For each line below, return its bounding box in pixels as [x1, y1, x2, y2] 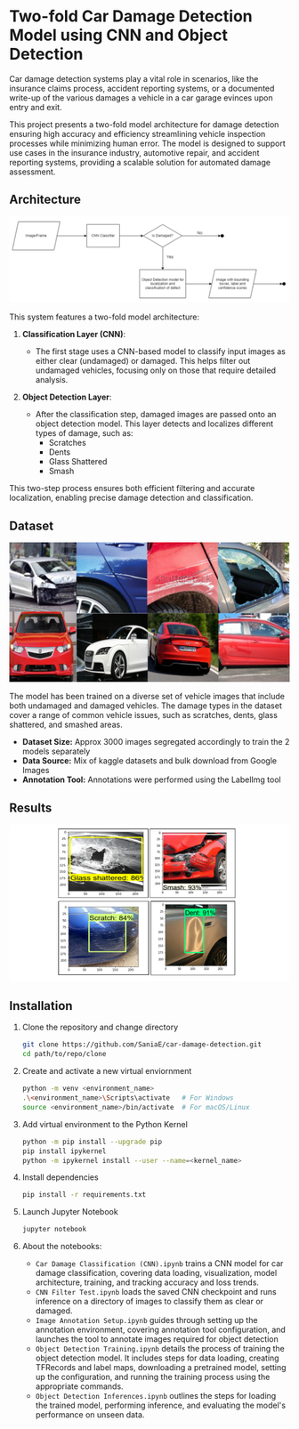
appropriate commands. [35, 1381, 124, 1392]
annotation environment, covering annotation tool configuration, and [35, 1324, 287, 1336]
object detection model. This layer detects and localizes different [35, 418, 274, 429]
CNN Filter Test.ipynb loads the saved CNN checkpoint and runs [35, 1287, 278, 1297]
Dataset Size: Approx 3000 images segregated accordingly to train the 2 [21, 737, 290, 747]
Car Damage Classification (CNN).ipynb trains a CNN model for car [35, 1258, 284, 1269]
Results [9, 800, 53, 815]
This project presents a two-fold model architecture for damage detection [9, 118, 279, 130]
